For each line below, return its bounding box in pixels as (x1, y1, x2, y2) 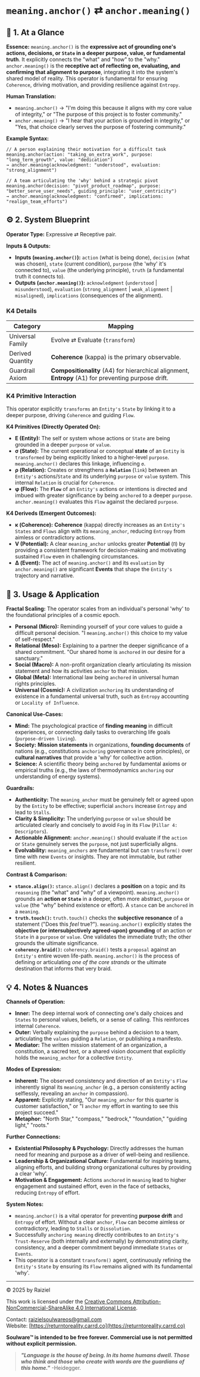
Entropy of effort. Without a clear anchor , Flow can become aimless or (14, 1218, 185, 1226)
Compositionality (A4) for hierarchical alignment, (51, 366, 189, 375)
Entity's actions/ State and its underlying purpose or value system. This (14, 473, 190, 480)
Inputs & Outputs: (6, 242, 51, 249)
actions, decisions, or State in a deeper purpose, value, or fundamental (6, 50, 186, 57)
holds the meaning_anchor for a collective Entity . (14, 1054, 134, 1061)
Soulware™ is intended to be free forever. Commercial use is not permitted (6, 1334, 193, 1341)
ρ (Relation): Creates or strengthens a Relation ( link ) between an (14, 467, 177, 474)
